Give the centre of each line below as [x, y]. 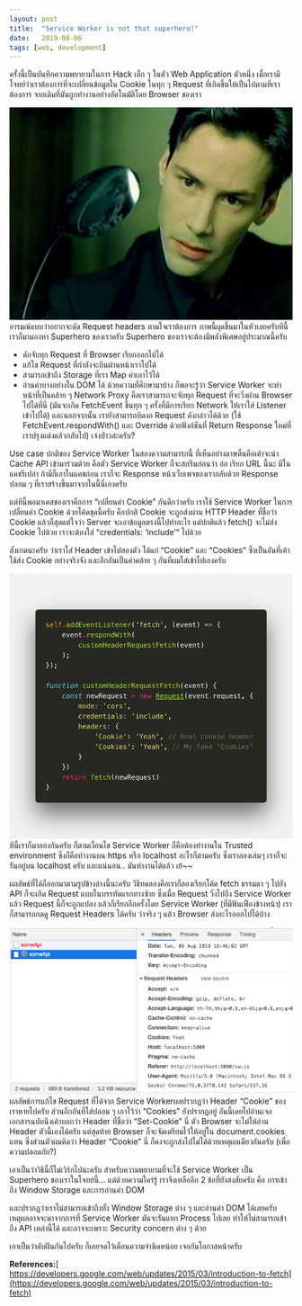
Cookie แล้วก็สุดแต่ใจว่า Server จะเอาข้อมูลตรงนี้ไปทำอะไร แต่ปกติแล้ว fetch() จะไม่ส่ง [143, 523]
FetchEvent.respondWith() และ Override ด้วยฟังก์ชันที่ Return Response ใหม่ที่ [157, 425]
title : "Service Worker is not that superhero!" [104, 28]
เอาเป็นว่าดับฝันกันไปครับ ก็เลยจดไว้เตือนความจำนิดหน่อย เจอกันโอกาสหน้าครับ [126, 1247]
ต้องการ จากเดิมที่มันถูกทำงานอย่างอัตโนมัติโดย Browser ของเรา [106, 94]
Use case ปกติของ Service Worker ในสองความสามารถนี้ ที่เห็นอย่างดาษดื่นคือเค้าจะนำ [144, 453]
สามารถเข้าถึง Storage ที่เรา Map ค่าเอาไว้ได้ [91, 375]
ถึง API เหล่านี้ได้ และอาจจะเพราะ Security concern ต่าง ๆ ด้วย [108, 1229]
